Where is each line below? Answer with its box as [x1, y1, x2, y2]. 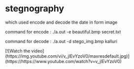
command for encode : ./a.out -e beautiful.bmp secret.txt [5, 29, 121, 34]
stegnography [5, 3, 65, 14]
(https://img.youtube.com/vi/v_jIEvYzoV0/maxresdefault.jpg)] [5, 53, 130, 59]
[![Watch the [5, 48, 31, 54]
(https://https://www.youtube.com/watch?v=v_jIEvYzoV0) [5, 58, 122, 64]
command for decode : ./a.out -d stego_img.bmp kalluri [5, 38, 117, 44]
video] [31, 48, 44, 54]
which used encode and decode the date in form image [5, 19, 118, 25]
